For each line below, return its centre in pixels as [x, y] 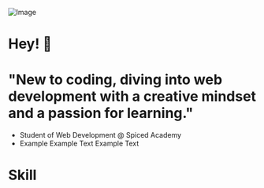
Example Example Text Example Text [79, 144]
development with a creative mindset [132, 96]
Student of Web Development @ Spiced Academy [100, 135]
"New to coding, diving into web [115, 80]
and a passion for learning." [101, 113]
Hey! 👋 [30, 44]
